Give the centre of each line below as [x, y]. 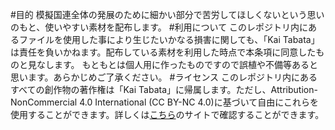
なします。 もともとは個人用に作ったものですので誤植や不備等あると [177, 64]
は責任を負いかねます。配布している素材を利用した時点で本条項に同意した [163, 52]
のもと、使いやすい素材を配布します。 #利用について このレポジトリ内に [159, 27]
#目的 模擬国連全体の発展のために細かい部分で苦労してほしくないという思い [167, 14]
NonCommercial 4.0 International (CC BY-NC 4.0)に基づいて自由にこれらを [164, 102]
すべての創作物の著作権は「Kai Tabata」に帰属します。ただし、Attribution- [164, 89]
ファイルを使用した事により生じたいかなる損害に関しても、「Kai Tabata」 [169, 39]
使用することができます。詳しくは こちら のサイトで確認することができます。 [167, 114]
